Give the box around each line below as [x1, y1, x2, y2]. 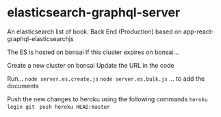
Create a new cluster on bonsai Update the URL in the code [7, 61, 174, 69]
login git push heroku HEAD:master [7, 103, 111, 110]
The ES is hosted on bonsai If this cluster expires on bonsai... [7, 48, 179, 56]
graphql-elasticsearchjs [7, 34, 74, 42]
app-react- [183, 27, 214, 36]
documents [7, 81, 39, 90]
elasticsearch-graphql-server [7, 5, 181, 21]
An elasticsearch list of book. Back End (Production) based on [7, 27, 182, 36]
